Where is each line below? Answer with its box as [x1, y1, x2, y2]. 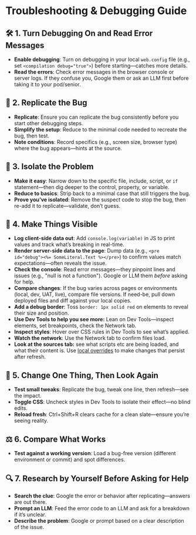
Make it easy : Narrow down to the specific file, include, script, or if [13, 177, 178, 184]
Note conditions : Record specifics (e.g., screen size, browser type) [13, 138, 177, 145]
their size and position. [13, 309, 69, 317]
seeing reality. [13, 417, 48, 424]
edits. [13, 405, 28, 412]
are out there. [13, 498, 48, 506]
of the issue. [13, 523, 45, 530]
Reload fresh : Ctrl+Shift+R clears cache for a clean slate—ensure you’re [13, 411, 190, 418]
